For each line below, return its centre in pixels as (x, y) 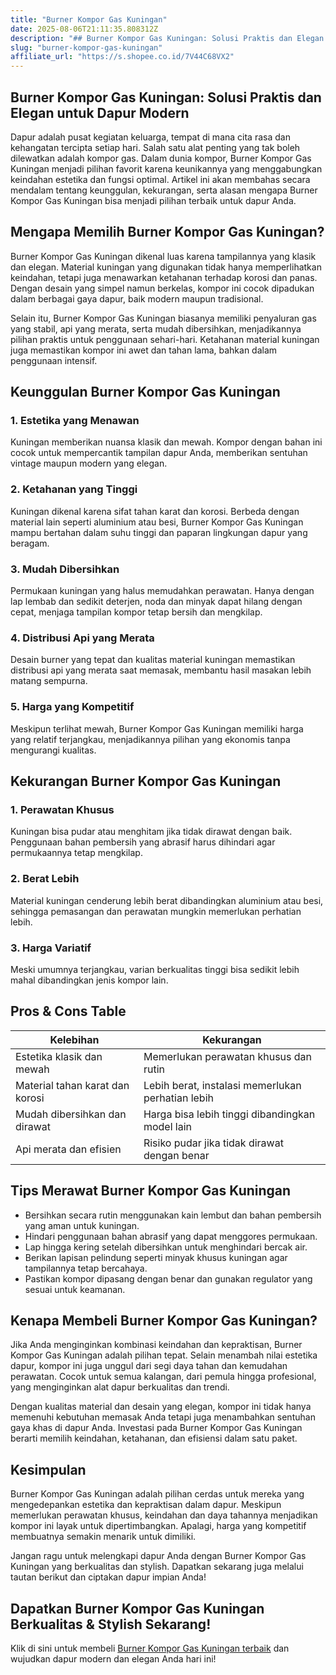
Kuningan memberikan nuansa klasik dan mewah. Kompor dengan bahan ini (166, 442)
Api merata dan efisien (68, 1149)
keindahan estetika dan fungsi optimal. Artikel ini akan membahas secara (160, 179)
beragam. (30, 543)
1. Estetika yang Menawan (75, 421)
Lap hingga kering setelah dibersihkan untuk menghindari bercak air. (166, 1247)
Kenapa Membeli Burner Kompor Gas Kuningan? (164, 1320)
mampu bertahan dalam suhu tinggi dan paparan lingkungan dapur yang (159, 532)
